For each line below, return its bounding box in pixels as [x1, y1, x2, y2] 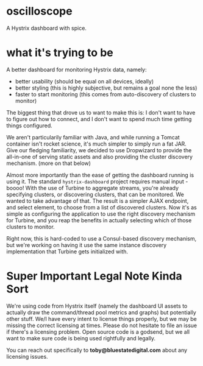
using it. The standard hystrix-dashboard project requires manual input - [6, 178, 188, 185]
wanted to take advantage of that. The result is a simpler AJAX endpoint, [6, 197, 189, 205]
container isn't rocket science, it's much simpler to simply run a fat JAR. [6, 140, 187, 147]
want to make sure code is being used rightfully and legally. [6, 334, 156, 342]
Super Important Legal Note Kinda [6, 269, 183, 283]
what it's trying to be [6, 46, 114, 60]
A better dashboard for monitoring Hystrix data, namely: [6, 66, 147, 73]
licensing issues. [6, 353, 48, 360]
